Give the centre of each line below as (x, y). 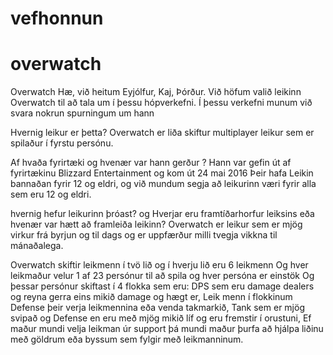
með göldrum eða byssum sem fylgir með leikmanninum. (127, 339)
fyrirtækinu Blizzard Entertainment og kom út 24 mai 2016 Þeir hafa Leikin (162, 173)
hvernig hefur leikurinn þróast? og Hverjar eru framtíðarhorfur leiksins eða (162, 214)
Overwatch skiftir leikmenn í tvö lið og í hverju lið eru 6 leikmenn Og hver (159, 265)
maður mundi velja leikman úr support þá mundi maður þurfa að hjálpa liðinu (167, 329)
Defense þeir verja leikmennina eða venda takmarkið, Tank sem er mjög (157, 308)
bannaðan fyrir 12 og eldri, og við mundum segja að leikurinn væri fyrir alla (163, 184)
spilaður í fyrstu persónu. (62, 143)
